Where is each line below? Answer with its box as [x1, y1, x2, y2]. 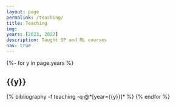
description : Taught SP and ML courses [6, 37, 107, 43]
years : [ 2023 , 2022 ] [6, 31, 59, 38]
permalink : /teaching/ [6, 15, 64, 21]
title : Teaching [6, 20, 47, 26]
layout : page [6, 8, 39, 15]
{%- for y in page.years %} [6, 59, 74, 67]
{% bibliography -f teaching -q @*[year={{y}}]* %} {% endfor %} [6, 93, 171, 100]
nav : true [6, 43, 32, 49]
